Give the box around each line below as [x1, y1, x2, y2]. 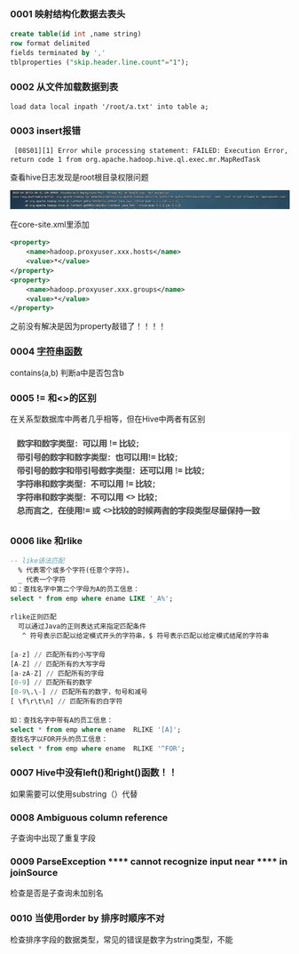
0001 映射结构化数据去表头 [10, 7, 126, 20]
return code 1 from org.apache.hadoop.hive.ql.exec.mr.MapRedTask [10, 156, 261, 164]
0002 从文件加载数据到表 [10, 80, 119, 92]
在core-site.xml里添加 [10, 220, 90, 230]
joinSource [10, 866, 59, 878]
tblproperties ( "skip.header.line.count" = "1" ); [10, 58, 190, 67]
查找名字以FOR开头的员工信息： [10, 734, 109, 743]
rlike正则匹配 [10, 613, 57, 621]
